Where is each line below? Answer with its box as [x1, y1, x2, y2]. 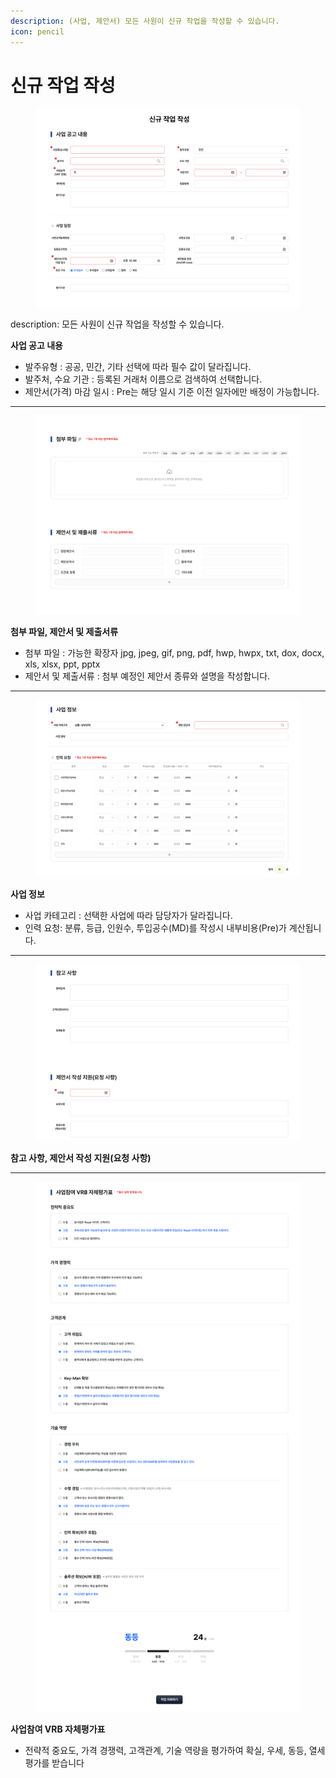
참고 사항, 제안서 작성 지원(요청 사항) [10, 1152, 152, 1164]
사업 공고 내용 [10, 340, 63, 352]
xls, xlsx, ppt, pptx [24, 658, 101, 670]
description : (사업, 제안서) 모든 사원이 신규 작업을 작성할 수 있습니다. [10, 16, 280, 26]
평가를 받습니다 [24, 1757, 85, 1769]
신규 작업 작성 [10, 74, 116, 97]
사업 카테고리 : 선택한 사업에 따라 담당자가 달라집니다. [24, 909, 233, 921]
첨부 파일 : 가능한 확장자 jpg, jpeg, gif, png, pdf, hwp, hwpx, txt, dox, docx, [24, 647, 325, 659]
